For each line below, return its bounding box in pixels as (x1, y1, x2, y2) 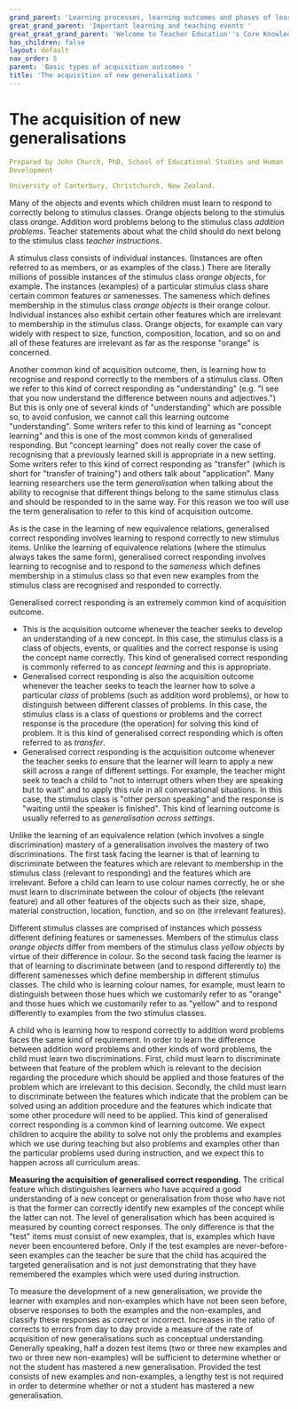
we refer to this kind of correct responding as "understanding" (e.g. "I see (9, 383, 279, 394)
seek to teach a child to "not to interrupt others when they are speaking (21, 775, 284, 786)
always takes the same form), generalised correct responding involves (9, 552, 266, 563)
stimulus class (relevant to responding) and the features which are (9, 868, 251, 878)
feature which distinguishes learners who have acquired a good (9, 1184, 242, 1195)
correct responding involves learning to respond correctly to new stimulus (9, 532, 280, 543)
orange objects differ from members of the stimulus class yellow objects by (9, 941, 286, 952)
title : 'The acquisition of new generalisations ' (9, 71, 200, 80)
